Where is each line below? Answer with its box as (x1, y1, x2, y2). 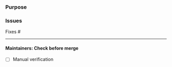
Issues (5, 17, 23, 24)
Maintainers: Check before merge (5, 45, 79, 51)
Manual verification (12, 56, 54, 62)
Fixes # (5, 29, 21, 35)
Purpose (5, 4, 27, 11)
